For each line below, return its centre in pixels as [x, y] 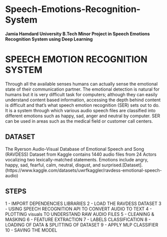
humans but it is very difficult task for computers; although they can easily [82, 94]
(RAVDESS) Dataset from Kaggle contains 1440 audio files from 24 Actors [81, 154]
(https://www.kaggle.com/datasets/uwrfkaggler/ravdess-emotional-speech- [83, 170]
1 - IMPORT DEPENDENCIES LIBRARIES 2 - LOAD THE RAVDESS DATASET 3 [83, 203]
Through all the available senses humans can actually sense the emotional [82, 84]
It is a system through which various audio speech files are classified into [81, 110]
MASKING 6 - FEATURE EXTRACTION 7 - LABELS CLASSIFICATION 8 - [78, 219]
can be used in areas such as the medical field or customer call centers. [79, 121]
